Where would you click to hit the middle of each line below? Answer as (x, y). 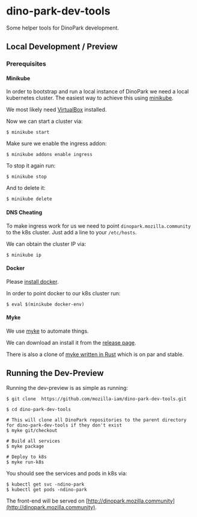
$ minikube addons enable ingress (50, 155)
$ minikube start (28, 133)
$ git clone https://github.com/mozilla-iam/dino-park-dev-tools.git (96, 399)
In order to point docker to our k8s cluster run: (64, 293)
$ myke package (25, 446)
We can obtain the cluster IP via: (46, 244)
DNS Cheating (24, 213)
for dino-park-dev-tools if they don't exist (64, 425)
